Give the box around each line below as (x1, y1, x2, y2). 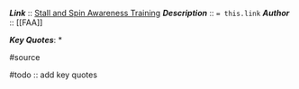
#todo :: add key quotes (9, 69, 97, 80)
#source (9, 52, 41, 62)
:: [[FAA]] (9, 17, 43, 28)
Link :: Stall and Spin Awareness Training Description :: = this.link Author (9, 8, 290, 18)
